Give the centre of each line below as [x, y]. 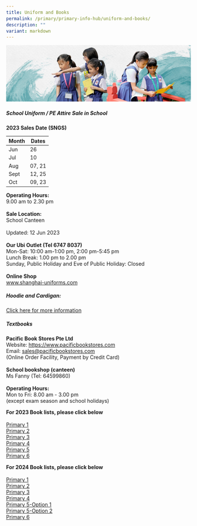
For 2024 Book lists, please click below [55, 467]
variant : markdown [28, 31]
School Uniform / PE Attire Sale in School [57, 113]
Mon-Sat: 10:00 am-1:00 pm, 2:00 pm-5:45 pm [62, 251]
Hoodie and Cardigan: [34, 296]
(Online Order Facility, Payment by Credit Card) [63, 357]
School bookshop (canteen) [40, 370]
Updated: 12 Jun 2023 [33, 232]
